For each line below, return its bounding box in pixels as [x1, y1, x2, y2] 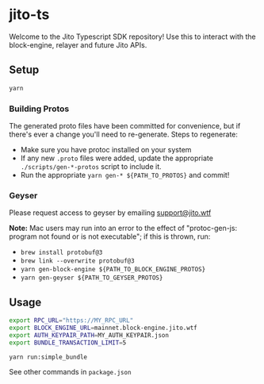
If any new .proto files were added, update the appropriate [20, 153, 213, 163]
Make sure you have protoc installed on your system [20, 144, 192, 154]
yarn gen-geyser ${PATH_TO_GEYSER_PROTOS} [20, 274, 163, 282]
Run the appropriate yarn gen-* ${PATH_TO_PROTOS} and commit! [20, 170, 230, 179]
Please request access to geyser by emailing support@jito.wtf [9, 208, 212, 217]
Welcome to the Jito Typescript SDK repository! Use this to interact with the [9, 32, 256, 41]
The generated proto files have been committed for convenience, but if [9, 121, 241, 130]
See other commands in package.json [9, 367, 132, 377]
